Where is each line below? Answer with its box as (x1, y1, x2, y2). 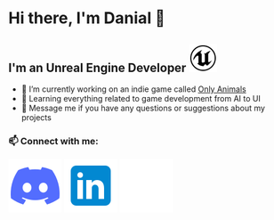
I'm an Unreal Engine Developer (8, 60, 187, 75)
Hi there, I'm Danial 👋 (8, 8, 165, 29)
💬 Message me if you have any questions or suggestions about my (20, 102, 266, 113)
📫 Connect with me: (8, 134, 99, 147)
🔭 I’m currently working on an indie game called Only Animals (20, 84, 246, 94)
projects (20, 112, 52, 123)
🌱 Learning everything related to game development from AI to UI (20, 94, 262, 103)
